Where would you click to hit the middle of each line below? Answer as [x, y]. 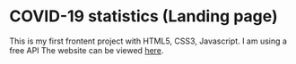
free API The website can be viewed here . [87, 50]
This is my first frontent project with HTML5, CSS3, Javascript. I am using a [148, 41]
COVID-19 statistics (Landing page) [144, 16]
